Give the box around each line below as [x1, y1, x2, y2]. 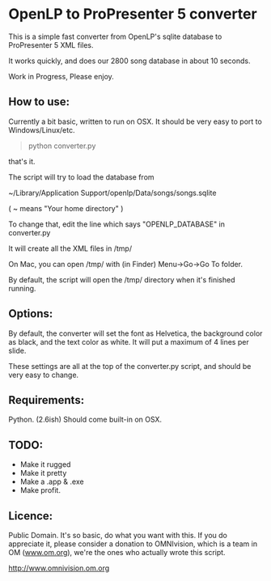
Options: [8, 307, 53, 320]
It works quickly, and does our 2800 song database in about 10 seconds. [8, 56, 251, 66]
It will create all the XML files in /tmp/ [8, 244, 132, 253]
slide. [8, 346, 27, 355]
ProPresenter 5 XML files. [8, 40, 94, 49]
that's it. [8, 156, 36, 166]
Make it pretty [19, 469, 67, 478]
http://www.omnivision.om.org [8, 563, 110, 573]
